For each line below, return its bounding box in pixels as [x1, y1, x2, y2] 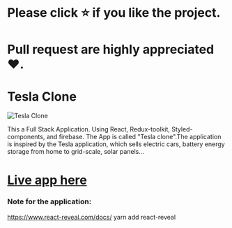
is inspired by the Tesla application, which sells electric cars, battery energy [7, 140, 225, 148]
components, [7, 133, 45, 141]
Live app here [7, 172, 87, 188]
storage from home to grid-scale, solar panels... [7, 148, 145, 156]
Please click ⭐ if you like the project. [7, 5, 221, 21]
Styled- [171, 125, 193, 134]
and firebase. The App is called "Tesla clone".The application [46, 133, 222, 141]
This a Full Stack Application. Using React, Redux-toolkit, [7, 125, 171, 134]
